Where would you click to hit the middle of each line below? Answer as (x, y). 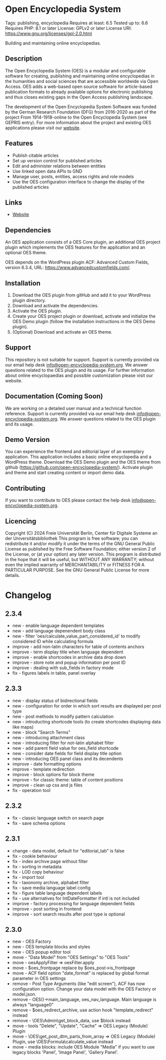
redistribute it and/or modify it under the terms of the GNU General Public (80, 544)
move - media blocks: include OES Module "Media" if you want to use (83, 1047)
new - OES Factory (31, 941)
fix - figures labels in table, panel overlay (54, 673)
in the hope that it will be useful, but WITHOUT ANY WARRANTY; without (80, 560)
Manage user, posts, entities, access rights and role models (73, 176)
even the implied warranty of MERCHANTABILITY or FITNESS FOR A (75, 565)
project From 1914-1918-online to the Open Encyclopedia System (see (76, 117)
